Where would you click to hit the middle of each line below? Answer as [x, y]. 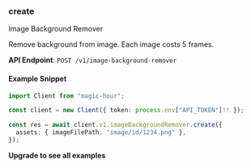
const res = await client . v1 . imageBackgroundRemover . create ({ [115, 125]
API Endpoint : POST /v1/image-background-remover [93, 60]
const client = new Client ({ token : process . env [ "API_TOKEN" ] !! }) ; [126, 111]
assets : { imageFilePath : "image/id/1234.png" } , [101, 132]
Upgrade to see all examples [57, 155]
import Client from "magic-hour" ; [67, 96]
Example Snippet [38, 78]
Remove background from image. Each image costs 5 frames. [111, 44]
